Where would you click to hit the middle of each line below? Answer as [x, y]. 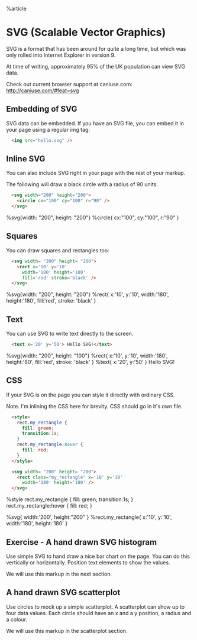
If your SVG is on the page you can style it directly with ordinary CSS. [91, 395]
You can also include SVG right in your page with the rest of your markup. [96, 173]
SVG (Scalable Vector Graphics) [86, 33]
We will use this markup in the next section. [59, 574]
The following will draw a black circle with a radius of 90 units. [82, 184]
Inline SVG [26, 159]
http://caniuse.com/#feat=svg [43, 90]
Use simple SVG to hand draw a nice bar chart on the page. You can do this [98, 556]
